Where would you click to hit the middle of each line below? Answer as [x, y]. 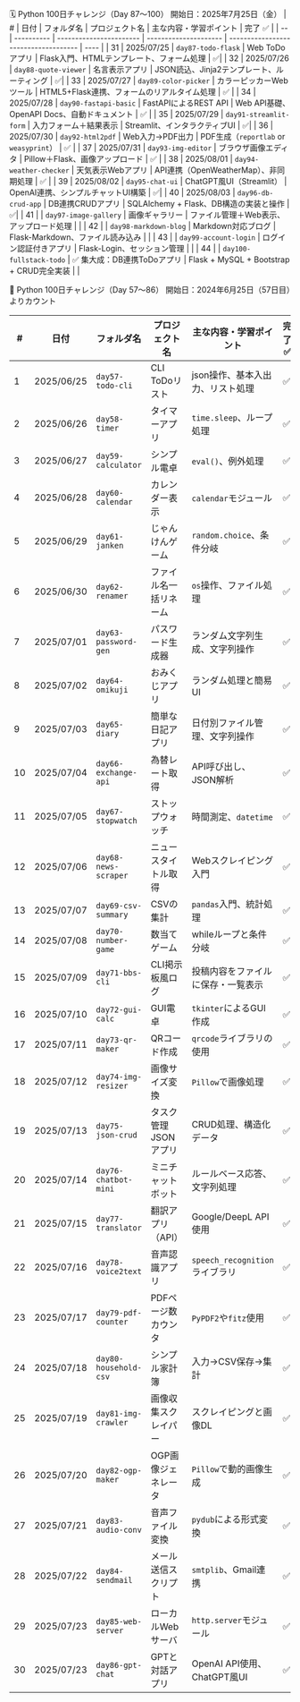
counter [112, 1322]
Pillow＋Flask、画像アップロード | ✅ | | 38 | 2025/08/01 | [129, 159]
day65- [110, 724]
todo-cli [114, 385]
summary [112, 915]
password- [117, 642]
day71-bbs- [119, 973]
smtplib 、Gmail [224, 1570]
